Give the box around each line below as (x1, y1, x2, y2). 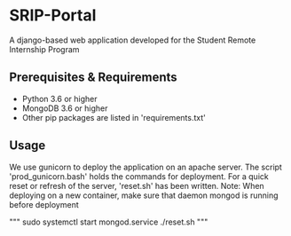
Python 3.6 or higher (21, 93, 98, 104)
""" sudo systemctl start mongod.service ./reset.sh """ (9, 216, 208, 227)
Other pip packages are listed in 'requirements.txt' (21, 112, 206, 122)
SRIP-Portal (9, 5, 97, 26)
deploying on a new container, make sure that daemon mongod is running (9, 190, 279, 201)
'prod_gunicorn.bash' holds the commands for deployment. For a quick (9, 170, 269, 182)
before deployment (9, 199, 80, 209)
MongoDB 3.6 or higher (21, 103, 108, 114)
